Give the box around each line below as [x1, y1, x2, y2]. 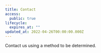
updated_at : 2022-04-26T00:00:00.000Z [5, 29, 84, 34]
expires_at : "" [9, 25, 40, 30]
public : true [9, 16, 36, 21]
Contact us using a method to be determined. [5, 43, 97, 48]
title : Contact [5, 7, 36, 12]
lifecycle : [5, 20, 27, 26]
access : [5, 12, 21, 16]
